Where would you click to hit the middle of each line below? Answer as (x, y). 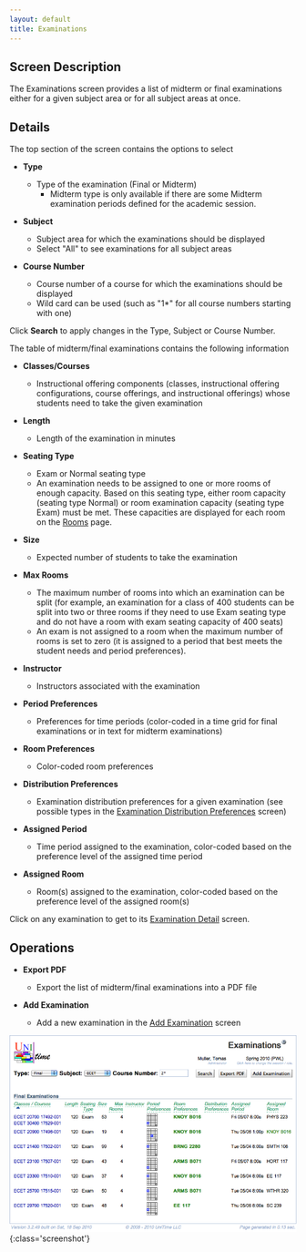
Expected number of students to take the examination (137, 558)
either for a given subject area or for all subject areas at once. (125, 98)
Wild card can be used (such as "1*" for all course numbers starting (163, 303)
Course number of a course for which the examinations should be (159, 284)
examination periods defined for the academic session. (153, 204)
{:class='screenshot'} (50, 1238)
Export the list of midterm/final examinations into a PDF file (147, 987)
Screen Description (65, 67)
